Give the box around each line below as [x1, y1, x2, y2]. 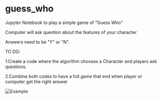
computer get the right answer [5, 78, 68, 84]
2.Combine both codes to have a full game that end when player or [5, 73, 143, 79]
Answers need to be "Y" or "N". [5, 38, 70, 45]
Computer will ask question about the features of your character [5, 29, 137, 35]
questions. [5, 63, 27, 69]
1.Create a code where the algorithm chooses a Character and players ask [5, 58, 157, 64]
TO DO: [5, 48, 21, 54]
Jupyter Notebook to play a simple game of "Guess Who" [5, 19, 123, 25]
